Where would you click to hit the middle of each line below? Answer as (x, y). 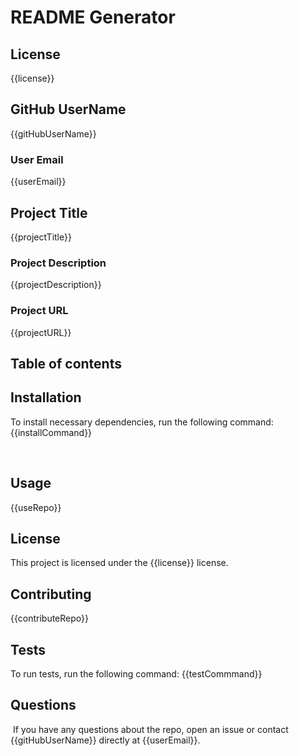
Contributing (51, 594)
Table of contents (66, 363)
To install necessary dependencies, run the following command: (142, 422)
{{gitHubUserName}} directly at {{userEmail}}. (105, 740)
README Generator (93, 17)
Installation (46, 397)
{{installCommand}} (51, 432)
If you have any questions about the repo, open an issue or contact (150, 729)
